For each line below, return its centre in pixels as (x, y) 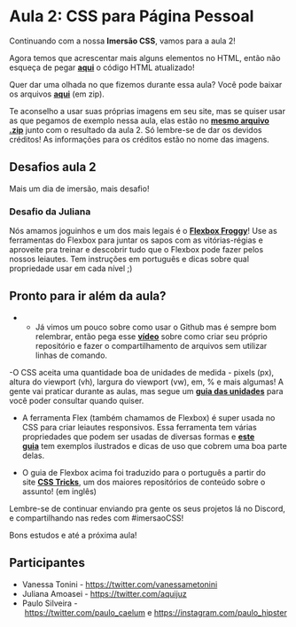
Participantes (47, 563)
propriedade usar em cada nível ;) (71, 268)
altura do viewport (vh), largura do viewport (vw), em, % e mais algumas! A (146, 382)
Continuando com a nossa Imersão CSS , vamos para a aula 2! (123, 41)
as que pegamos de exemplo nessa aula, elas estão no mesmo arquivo (140, 120)
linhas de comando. (71, 355)
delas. (33, 455)
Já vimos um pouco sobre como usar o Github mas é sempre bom (156, 327)
